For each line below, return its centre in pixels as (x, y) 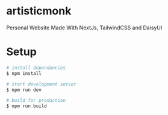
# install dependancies (36, 68)
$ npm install (24, 73)
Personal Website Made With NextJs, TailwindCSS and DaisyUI (84, 28)
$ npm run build (26, 106)
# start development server (42, 84)
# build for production (36, 101)
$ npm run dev (24, 90)
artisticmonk (39, 11)
